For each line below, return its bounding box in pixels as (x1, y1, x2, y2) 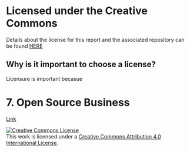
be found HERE (6, 42, 43, 49)
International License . (6, 139, 59, 146)
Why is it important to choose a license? (6, 60, 156, 70)
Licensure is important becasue (6, 75, 83, 82)
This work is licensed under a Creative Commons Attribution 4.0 (6, 133, 162, 140)
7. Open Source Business (6, 95, 131, 109)
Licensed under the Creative (6, 4, 148, 18)
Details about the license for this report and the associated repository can (6, 36, 185, 43)
